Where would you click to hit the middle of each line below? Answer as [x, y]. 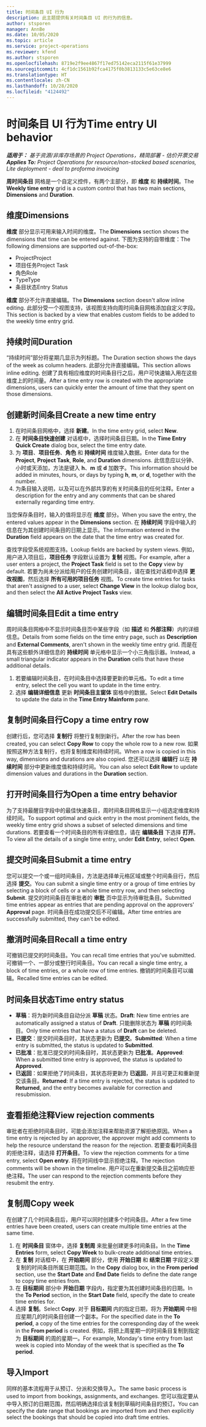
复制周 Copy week [40, 1204]
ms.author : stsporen [33, 58]
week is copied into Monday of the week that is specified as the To [100, 1345]
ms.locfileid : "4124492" [38, 92]
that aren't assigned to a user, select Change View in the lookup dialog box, [102, 586]
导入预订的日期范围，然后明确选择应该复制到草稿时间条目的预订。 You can [105, 1404]
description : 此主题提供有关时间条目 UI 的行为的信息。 [71, 18]
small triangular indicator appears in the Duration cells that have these [95, 659]
